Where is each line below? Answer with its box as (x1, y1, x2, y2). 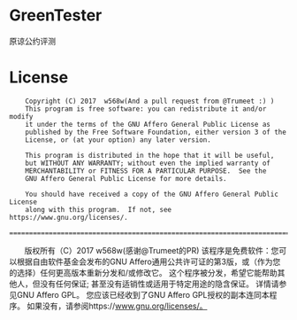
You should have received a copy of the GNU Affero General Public (25, 190, 278, 199)
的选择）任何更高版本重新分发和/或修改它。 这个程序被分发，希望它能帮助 (9, 267, 278, 277)
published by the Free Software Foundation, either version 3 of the (25, 128, 287, 137)
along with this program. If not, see (25, 205, 172, 214)
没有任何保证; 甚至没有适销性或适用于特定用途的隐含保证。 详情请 (39, 278, 280, 289)
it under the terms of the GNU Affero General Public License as (25, 120, 271, 129)
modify (9, 112, 34, 121)
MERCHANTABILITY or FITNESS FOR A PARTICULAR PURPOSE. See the (25, 166, 267, 176)
